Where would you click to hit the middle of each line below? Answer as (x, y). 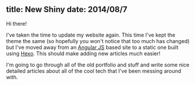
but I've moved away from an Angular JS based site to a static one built (93, 47)
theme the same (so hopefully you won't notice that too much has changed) (98, 41)
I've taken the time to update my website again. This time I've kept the (91, 35)
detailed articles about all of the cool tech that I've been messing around (94, 71)
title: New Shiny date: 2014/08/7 (67, 10)
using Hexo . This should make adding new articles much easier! (83, 53)
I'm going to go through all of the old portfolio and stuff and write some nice (98, 65)
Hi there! (16, 23)
